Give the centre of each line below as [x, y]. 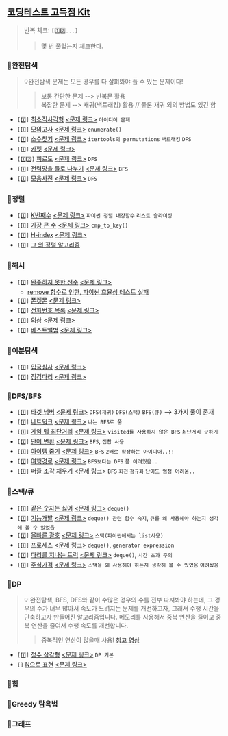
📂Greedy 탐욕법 [33, 704]
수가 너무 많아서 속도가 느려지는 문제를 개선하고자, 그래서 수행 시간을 [128, 608]
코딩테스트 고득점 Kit [49, 12]
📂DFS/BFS [25, 396]
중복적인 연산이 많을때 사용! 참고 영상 [90, 640]
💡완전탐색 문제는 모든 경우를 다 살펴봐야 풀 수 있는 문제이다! [103, 82]
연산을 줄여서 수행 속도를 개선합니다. [80, 625]
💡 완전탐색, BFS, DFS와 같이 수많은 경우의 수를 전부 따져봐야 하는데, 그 [118, 600]
